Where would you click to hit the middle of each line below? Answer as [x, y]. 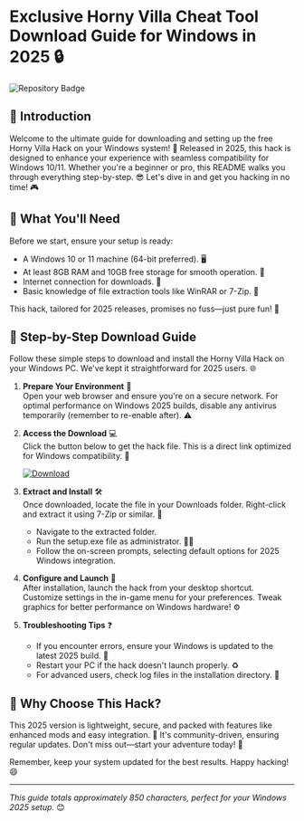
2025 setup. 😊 [37, 807]
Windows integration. [76, 561]
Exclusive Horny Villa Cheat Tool [134, 17]
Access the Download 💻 [70, 434]
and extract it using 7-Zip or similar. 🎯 [92, 514]
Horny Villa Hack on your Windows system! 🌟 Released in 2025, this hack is [150, 148]
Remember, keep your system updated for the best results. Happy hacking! [149, 762]
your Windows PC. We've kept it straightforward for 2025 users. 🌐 [133, 368]
